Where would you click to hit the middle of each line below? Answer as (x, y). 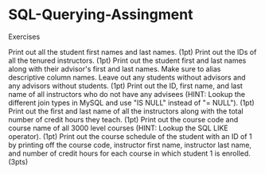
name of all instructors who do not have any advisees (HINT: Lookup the (127, 94)
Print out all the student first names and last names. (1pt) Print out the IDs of (132, 52)
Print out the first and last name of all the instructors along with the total (126, 111)
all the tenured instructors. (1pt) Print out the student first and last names (127, 60)
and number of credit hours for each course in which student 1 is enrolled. (129, 153)
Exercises (24, 37)
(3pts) (18, 161)
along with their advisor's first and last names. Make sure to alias (115, 68)
